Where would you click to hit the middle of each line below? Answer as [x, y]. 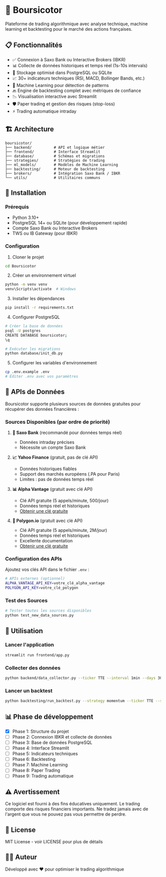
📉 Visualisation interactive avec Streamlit [54, 96]
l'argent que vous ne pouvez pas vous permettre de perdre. [66, 814]
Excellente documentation [46, 541]
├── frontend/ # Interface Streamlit [53, 152]
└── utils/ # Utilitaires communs [53, 177]
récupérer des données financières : [42, 409]
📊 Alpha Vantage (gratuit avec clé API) [52, 489]
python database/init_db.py [34, 353]
